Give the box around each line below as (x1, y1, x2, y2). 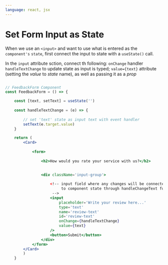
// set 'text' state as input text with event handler (23, 117, 140, 122)
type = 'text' (58, 205, 84, 210)
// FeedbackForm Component (5, 85, 61, 90)
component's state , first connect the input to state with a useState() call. (5, 50, 154, 56)
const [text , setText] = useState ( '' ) (14, 98, 95, 104)
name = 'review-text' (58, 209, 99, 215)
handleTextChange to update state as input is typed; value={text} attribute (5, 65, 156, 71)
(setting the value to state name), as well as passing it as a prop (5, 71, 136, 77)
